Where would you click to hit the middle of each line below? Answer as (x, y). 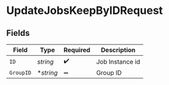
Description (118, 50)
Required (77, 50)
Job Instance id (118, 61)
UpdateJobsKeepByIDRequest (84, 11)
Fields (18, 33)
